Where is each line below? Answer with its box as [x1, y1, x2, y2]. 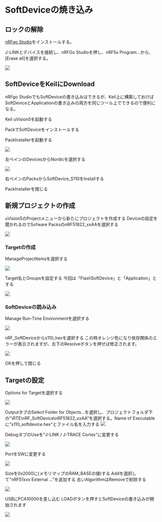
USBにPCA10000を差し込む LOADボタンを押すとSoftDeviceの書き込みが [5, 496, 150, 502]
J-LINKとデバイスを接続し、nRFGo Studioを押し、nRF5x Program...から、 [5, 49, 154, 55]
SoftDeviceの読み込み [5, 304, 57, 310]
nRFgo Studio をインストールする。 [5, 39, 74, 45]
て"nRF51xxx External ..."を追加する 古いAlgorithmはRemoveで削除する [5, 476, 146, 483]
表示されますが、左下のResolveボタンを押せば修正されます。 [17, 341, 140, 347]
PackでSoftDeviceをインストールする [5, 127, 80, 132]
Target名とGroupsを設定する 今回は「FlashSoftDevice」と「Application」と [5, 275, 157, 281]
